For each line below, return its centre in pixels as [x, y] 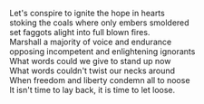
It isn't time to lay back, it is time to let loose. [92, 90]
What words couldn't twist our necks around [92, 71]
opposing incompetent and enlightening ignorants [102, 52]
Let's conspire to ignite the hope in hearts [87, 13]
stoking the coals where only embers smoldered [99, 23]
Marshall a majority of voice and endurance [91, 42]
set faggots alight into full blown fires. [80, 32]
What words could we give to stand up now [90, 61]
